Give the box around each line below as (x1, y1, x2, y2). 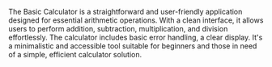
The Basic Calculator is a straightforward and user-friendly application (8, 7, 243, 16)
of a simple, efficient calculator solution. (8, 50, 142, 59)
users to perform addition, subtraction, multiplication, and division (8, 24, 228, 33)
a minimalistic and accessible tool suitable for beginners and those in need (8, 41, 257, 51)
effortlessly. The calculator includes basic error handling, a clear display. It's (8, 32, 263, 42)
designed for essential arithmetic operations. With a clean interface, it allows (8, 15, 264, 25)
